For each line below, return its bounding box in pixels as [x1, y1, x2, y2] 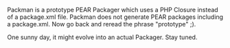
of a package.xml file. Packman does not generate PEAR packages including [7, 13, 224, 21]
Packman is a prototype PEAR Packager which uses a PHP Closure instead [7, 6, 218, 14]
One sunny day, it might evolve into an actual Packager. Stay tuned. [7, 33, 198, 41]
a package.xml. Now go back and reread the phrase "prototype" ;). [7, 20, 196, 28]
